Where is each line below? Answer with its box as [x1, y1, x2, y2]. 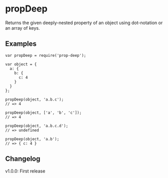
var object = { [5, 61, 37, 67]
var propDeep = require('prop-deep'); [5, 53, 86, 58]
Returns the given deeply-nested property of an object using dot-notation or [5, 20, 163, 26]
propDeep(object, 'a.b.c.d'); [5, 123, 69, 128]
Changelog [5, 154, 41, 163]
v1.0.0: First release [5, 168, 46, 174]
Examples [5, 40, 37, 48]
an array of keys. [5, 25, 40, 31]
